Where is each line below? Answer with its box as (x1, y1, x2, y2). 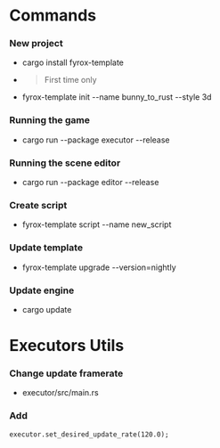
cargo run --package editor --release (21, 177, 159, 188)
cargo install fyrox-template (21, 57, 125, 68)
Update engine (9, 284, 75, 297)
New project (9, 37, 64, 50)
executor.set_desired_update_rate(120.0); (9, 429, 169, 439)
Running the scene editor (9, 157, 121, 169)
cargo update (21, 304, 72, 314)
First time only (44, 75, 97, 86)
